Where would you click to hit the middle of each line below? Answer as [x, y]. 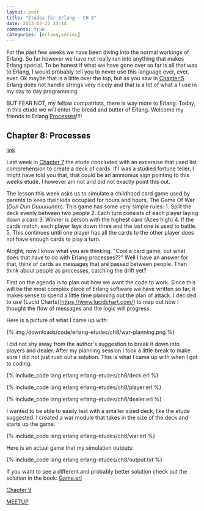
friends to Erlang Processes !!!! [44, 116]
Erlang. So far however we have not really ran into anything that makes [95, 59]
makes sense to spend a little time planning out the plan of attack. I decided [101, 295]
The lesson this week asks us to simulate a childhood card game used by [98, 193]
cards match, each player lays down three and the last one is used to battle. [102, 226]
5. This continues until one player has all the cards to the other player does [100, 232]
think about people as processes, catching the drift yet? [76, 270]
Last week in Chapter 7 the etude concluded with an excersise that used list [102, 162]
